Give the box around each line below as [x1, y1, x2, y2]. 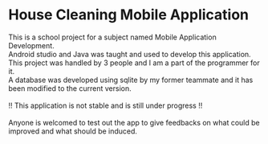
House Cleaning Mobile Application [8, 6, 250, 24]
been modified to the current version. [8, 83, 132, 93]
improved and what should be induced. [8, 126, 138, 136]
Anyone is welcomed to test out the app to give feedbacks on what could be [8, 117, 260, 127]
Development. [8, 40, 55, 50]
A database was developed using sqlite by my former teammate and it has [8, 75, 254, 84]
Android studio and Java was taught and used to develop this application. [8, 49, 251, 59]
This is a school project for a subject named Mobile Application [8, 32, 217, 42]
